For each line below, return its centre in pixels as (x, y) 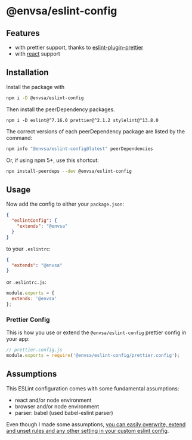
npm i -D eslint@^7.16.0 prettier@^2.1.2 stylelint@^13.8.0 (83, 120)
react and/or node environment (53, 400)
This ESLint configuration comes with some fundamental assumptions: (93, 388)
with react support (38, 54)
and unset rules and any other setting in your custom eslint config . (88, 430)
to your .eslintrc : (28, 249)
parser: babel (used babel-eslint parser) (64, 412)
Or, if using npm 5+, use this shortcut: (53, 160)
